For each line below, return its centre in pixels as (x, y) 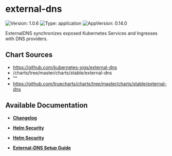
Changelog (25, 118)
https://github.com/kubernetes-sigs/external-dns (65, 67)
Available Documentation (47, 105)
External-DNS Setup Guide (42, 148)
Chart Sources (29, 55)
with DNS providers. (26, 39)
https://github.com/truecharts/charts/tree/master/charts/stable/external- (90, 83)
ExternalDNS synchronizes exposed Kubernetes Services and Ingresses (81, 33)
